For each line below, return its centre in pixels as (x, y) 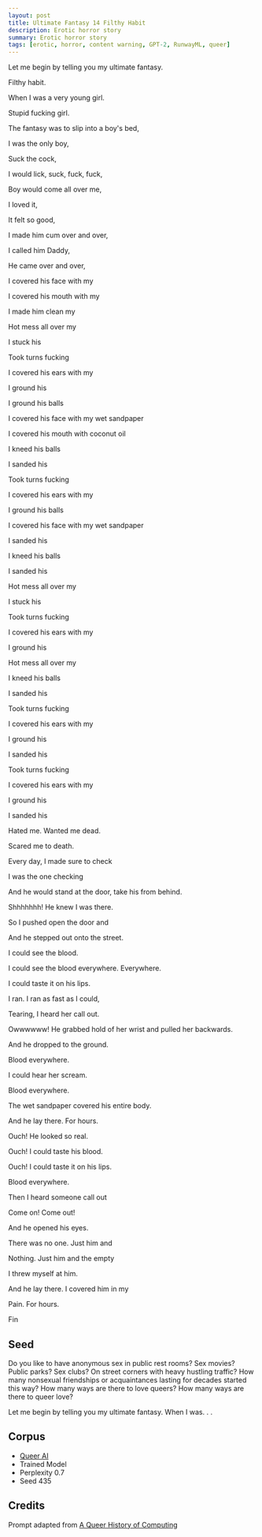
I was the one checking (46, 876)
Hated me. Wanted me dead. (54, 831)
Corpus (27, 1437)
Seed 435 (35, 1481)
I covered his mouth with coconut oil (67, 434)
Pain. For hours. (34, 1304)
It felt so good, (32, 220)
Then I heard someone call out (58, 1197)
